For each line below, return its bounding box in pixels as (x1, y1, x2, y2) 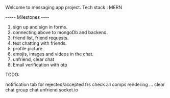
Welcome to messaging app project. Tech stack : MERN (5, 5, 123, 10)
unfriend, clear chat (12, 56, 55, 62)
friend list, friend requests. (12, 35, 69, 41)
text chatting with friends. (12, 40, 67, 46)
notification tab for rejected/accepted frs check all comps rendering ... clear (5, 81, 165, 87)
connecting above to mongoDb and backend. (12, 29, 108, 35)
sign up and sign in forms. (12, 24, 68, 30)
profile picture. (12, 46, 44, 51)
